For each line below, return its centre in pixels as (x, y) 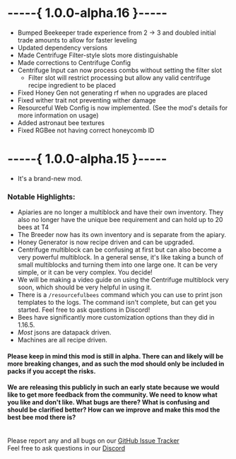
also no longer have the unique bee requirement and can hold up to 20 (120, 220)
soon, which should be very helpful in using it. (84, 287)
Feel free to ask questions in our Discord (66, 448)
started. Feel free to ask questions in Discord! (84, 310)
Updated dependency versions (63, 47)
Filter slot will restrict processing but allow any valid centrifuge (119, 77)
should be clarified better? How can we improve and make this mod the (114, 410)
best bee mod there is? (42, 417)
